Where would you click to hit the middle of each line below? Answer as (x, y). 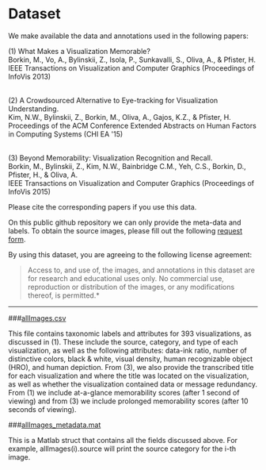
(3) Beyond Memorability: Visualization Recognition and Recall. (110, 158)
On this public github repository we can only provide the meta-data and (125, 222)
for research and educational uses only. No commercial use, (125, 278)
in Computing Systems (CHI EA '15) (66, 134)
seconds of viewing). (42, 409)
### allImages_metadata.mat (55, 425)
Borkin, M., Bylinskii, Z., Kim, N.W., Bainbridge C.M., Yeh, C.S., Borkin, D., (127, 166)
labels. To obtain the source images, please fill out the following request (125, 230)
